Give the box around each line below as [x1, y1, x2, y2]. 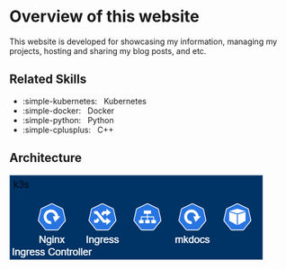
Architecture [9, 150, 83, 166]
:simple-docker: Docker [22, 105, 115, 116]
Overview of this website [9, 6, 200, 27]
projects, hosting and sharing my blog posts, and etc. [9, 45, 207, 56]
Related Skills [9, 72, 87, 87]
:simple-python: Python [22, 114, 114, 125]
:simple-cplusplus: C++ [22, 124, 114, 135]
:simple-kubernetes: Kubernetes [22, 95, 147, 106]
